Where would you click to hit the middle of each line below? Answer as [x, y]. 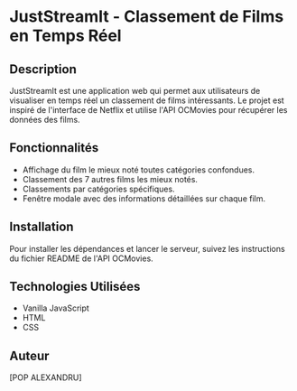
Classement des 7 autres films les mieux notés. [110, 179]
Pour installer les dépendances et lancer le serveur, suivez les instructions [148, 248]
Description [43, 69]
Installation [42, 227]
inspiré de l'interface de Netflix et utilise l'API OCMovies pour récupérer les [148, 110]
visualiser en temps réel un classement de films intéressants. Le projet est [147, 100]
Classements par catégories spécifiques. [98, 189]
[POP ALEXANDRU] [46, 377]
